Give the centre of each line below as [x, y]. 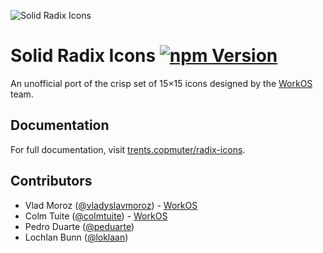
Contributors [51, 181]
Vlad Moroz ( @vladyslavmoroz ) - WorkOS [111, 205]
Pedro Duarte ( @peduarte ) [79, 226]
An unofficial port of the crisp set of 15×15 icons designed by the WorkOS [161, 83]
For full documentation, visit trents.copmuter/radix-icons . [128, 149]
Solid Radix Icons [83, 56]
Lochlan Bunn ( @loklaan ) [76, 237]
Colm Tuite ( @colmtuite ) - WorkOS [96, 216]
